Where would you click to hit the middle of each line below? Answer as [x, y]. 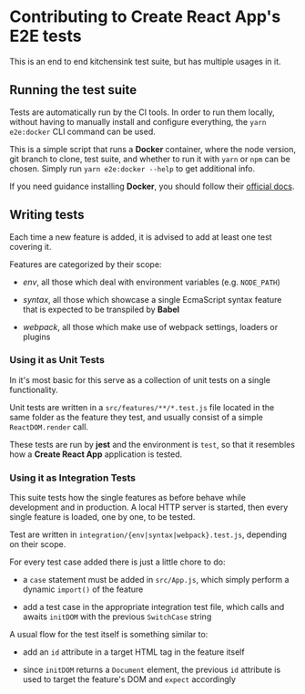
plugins [36, 337]
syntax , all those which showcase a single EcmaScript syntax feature [152, 299]
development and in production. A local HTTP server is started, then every [149, 507]
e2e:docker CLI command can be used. [83, 131]
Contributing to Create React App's [145, 17]
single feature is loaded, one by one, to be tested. [102, 517]
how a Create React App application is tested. [96, 454]
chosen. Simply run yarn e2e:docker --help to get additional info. [132, 168]
